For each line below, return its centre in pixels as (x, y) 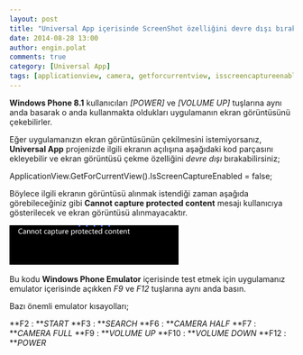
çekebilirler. (31, 122)
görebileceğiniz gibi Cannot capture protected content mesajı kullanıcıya (146, 203)
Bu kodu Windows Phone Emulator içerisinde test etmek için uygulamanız (147, 278)
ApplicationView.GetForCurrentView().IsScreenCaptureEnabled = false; (141, 176)
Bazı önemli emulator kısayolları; (69, 305)
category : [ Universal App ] (60, 67)
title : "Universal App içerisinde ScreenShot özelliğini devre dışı (141, 28)
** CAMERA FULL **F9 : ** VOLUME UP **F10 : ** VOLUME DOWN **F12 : (148, 332)
